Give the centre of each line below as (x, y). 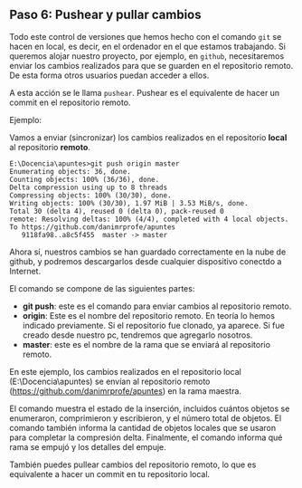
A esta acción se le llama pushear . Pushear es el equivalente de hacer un (145, 92)
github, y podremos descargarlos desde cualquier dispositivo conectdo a (146, 261)
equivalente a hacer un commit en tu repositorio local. (110, 474)
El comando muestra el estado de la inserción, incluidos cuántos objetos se (150, 408)
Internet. (25, 271)
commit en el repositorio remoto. (70, 102)
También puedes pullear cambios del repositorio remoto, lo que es (133, 464)
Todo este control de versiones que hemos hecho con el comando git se (146, 36)
